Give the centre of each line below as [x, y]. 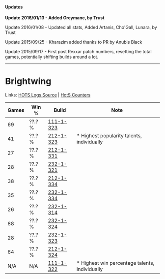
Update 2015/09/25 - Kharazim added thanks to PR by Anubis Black [74, 42]
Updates [14, 7]
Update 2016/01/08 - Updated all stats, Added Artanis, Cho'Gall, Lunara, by [81, 28]
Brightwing [28, 81]
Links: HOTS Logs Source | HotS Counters [48, 95]
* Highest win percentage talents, [115, 263]
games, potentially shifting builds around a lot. [52, 57]
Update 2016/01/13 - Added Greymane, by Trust [55, 18]
